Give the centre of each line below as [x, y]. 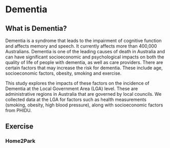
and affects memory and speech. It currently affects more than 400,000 [81, 46]
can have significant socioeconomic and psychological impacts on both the [85, 57]
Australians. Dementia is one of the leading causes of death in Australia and [85, 51]
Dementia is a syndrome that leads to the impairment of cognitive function [84, 40]
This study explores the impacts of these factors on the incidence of [77, 83]
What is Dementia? [36, 28]
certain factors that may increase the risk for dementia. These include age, [84, 68]
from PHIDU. [19, 110]
